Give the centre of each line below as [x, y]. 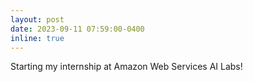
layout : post [37, 19]
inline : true [37, 38]
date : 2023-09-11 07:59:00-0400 [77, 29]
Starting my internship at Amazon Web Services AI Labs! [126, 67]
